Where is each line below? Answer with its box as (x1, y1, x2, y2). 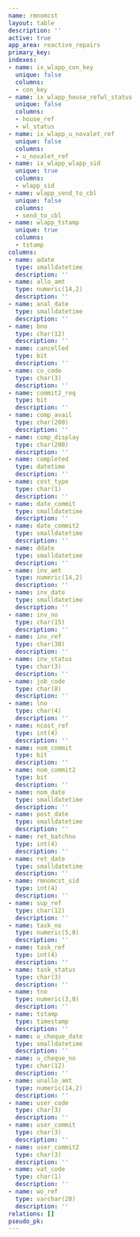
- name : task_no (8, 921, 62, 929)
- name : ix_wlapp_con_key (8, 64, 93, 72)
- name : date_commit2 (8, 522, 80, 530)
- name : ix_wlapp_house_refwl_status (8, 93, 133, 101)
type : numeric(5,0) (15, 928, 80, 937)
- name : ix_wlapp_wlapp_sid (8, 160, 101, 168)
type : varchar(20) (15, 1195, 77, 1203)
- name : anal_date (8, 300, 69, 308)
